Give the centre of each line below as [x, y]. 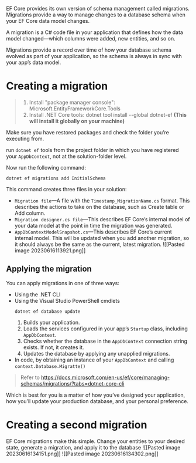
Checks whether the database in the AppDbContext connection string [105, 341]
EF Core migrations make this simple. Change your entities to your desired [96, 441]
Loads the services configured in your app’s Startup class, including [106, 329]
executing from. [25, 138]
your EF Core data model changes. [48, 21]
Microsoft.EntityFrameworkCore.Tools [75, 109]
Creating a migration [57, 86]
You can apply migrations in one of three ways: [63, 283]
